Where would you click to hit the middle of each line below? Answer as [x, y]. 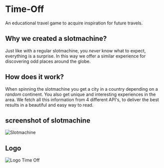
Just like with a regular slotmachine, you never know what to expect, [76, 50]
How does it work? [35, 77]
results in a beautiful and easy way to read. [49, 105]
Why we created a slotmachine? [56, 39]
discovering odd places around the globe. [48, 61]
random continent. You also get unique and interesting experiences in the [81, 94]
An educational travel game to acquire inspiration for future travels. [74, 23]
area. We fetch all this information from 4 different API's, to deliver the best [82, 99]
